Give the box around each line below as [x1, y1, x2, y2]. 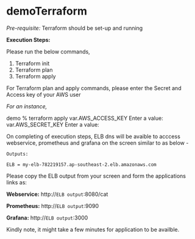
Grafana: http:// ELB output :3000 [6, 214, 88, 221]
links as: [6, 178, 27, 186]
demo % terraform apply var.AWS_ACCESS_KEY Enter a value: [6, 114, 163, 122]
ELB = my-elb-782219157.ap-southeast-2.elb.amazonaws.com [6, 161, 157, 168]
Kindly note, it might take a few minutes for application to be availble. [6, 226, 180, 233]
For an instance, [6, 102, 48, 110]
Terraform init [15, 60, 50, 67]
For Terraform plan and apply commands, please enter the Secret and [6, 84, 182, 92]
